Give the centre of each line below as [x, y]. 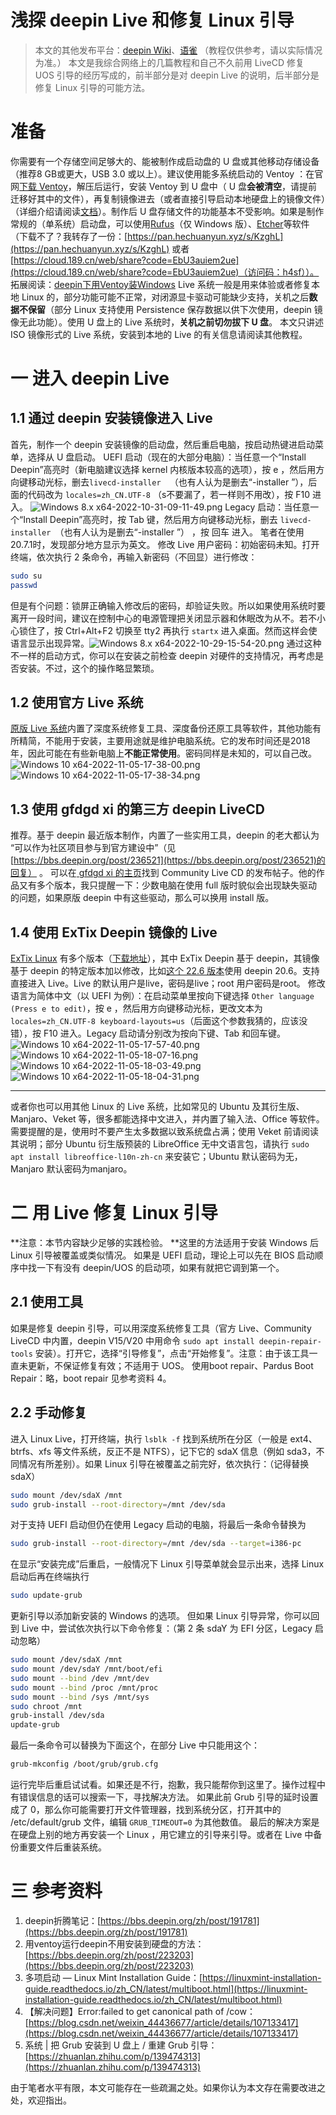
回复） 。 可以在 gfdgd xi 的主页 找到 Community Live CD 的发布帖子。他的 [163, 873]
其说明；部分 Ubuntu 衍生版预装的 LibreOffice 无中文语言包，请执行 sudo [160, 1144]
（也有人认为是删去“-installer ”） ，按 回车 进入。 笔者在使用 [179, 532]
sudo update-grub [46, 1596]
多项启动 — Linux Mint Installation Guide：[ [113, 1977]
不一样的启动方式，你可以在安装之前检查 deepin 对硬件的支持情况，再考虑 [163, 655]
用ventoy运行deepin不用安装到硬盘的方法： [114, 1943]
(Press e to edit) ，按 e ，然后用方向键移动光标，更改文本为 [136, 1008]
